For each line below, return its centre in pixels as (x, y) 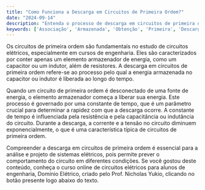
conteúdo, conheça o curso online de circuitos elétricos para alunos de (96, 167)
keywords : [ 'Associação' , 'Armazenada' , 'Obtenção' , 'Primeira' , (91, 29)
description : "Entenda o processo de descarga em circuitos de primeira (101, 23)
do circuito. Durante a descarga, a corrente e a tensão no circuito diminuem (101, 123)
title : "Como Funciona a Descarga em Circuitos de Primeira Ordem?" (95, 12)
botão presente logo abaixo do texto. (53, 180)
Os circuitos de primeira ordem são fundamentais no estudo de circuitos (97, 46)
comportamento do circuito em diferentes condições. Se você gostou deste (101, 161)
